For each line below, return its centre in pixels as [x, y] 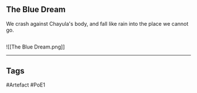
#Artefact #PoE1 [26, 85]
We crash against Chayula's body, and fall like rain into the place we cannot [97, 23]
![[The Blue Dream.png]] [35, 47]
